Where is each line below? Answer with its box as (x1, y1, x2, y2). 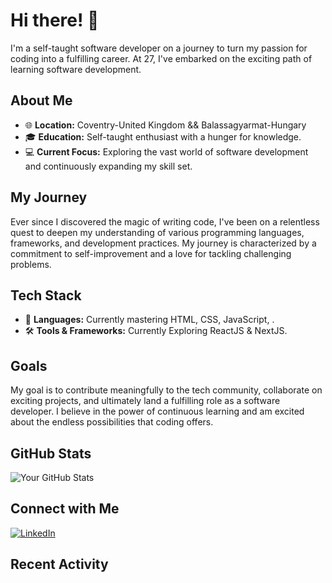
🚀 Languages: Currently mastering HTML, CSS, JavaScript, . (24, 314, 275, 326)
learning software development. (10, 63, 142, 75)
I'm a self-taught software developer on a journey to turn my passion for (10, 42, 308, 54)
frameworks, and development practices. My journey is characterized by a (10, 237, 317, 249)
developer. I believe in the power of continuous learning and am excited (10, 405, 305, 418)
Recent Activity (10, 556, 109, 573)
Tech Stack (10, 287, 82, 304)
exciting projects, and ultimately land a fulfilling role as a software (10, 395, 281, 407)
